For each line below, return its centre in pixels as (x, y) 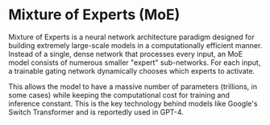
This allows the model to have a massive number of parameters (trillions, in (133, 87)
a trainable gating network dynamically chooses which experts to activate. (132, 71)
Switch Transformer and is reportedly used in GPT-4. (96, 112)
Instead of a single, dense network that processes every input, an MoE (126, 54)
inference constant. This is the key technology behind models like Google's (133, 103)
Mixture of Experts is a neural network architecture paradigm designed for (132, 37)
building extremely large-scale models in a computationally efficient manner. (135, 45)
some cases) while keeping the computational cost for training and (119, 95)
